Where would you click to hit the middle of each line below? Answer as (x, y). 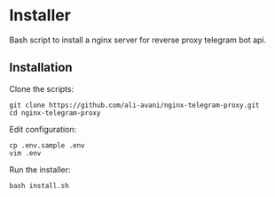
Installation (41, 68)
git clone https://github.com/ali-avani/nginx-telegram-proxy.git (134, 105)
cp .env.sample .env (47, 145)
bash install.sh (39, 186)
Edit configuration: (43, 129)
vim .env (25, 153)
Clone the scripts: (41, 88)
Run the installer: (40, 170)
